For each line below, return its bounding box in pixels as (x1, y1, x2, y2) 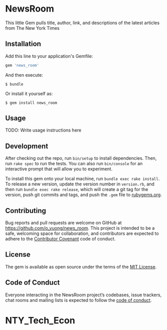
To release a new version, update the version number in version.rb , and (5, 181, 155, 187)
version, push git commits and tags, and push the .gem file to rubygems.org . (5, 192, 162, 198)
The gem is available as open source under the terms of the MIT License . (5, 263, 157, 270)
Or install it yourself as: (5, 90, 53, 96)
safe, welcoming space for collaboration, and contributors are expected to (5, 230, 159, 237)
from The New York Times (5, 25, 60, 31)
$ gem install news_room (5, 100, 57, 105)
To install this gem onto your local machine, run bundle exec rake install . (5, 176, 160, 182)
